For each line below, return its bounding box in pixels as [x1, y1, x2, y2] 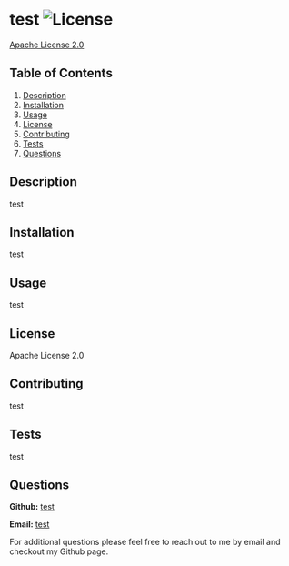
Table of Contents [9, 66, 114, 81]
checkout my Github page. [9, 546, 109, 557]
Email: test [9, 519, 50, 530]
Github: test [9, 501, 55, 512]
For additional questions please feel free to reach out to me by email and [9, 537, 281, 548]
